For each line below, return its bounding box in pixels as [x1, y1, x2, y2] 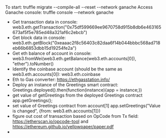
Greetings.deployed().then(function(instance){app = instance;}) [12, 87, 142, 93]
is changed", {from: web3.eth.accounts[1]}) [12, 108, 101, 114]
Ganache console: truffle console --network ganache [5, 9, 114, 15]
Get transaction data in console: [12, 19, 78, 25]
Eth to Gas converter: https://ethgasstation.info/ [12, 76, 110, 82]
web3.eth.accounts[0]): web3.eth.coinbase [12, 71, 101, 77]
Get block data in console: [12, 34, 66, 40]
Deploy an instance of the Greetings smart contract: [12, 82, 118, 88]
